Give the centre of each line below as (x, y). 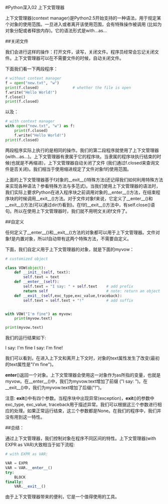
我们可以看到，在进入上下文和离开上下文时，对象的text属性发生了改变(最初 (82, 358)
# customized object (27, 259)
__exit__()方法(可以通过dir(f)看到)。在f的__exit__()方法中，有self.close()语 (80, 205)
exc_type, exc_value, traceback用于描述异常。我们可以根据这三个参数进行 (81, 405)
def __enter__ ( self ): (37, 282)
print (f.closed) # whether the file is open (68, 88)
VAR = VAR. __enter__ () (29, 468)
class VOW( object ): (26, 268)
